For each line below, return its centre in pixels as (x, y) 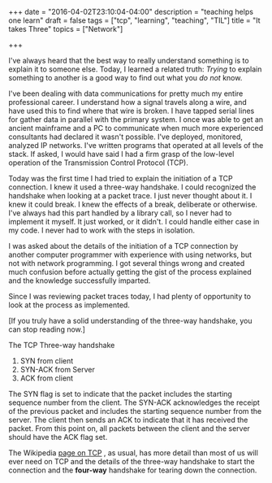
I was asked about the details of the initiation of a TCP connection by (123, 246)
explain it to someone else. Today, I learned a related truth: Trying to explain (135, 69)
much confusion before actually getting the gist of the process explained (130, 272)
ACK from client (47, 378)
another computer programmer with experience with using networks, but (130, 255)
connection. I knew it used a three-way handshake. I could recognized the (132, 187)
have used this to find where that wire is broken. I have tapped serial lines (132, 111)
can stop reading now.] (47, 329)
